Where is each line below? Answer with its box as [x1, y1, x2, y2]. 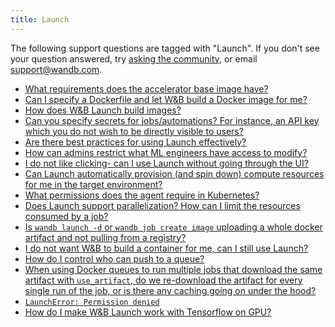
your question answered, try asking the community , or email [10, 52, 258, 65]
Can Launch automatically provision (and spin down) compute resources [24, 167, 325, 180]
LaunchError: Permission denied [24, 297, 160, 307]
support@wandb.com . [10, 63, 103, 75]
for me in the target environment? [24, 178, 163, 190]
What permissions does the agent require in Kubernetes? [24, 189, 260, 201]
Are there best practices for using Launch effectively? [24, 136, 247, 148]
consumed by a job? [24, 210, 109, 222]
